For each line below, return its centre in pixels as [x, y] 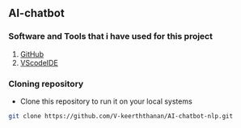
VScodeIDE [39, 62]
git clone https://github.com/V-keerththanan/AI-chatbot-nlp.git [120, 116]
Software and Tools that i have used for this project [110, 36]
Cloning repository [46, 83]
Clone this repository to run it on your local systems [106, 101]
